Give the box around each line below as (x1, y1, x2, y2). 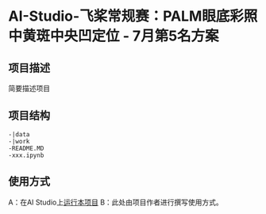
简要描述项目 (8, 84, 50, 93)
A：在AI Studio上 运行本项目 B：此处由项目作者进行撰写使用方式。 (8, 197, 224, 207)
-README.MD (8, 144, 44, 152)
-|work (8, 137, 30, 145)
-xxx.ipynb (8, 151, 44, 159)
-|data (8, 130, 30, 139)
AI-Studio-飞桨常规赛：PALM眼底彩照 (8, 7, 258, 25)
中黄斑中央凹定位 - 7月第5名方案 (8, 27, 220, 45)
